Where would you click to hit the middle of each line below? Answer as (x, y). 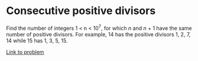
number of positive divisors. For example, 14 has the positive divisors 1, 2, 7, (98, 34)
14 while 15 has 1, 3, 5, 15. (37, 40)
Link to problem (25, 52)
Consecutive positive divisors (81, 11)
